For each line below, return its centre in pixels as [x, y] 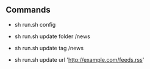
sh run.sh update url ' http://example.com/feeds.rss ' [79, 59]
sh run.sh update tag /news [49, 48]
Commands [28, 10]
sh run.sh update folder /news [52, 36]
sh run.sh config [35, 24]
